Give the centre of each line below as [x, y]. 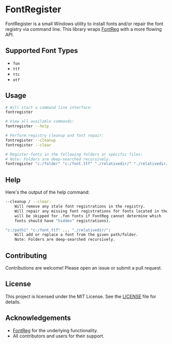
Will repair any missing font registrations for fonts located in [87, 211]
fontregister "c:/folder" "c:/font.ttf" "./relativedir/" [68, 164]
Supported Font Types [42, 51]
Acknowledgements [38, 318]
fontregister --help [27, 126]
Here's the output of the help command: [48, 192]
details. [13, 302]
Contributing [26, 255]
